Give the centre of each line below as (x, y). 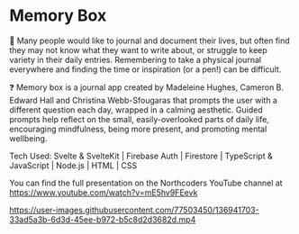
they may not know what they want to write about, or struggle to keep (138, 49)
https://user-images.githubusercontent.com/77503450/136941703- (134, 210)
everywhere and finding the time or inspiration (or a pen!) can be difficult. (145, 69)
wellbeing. (28, 138)
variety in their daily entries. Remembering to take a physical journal (136, 59)
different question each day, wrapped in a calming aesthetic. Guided (136, 110)
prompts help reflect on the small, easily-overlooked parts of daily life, (140, 119)
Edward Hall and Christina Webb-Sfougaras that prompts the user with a (143, 100)
